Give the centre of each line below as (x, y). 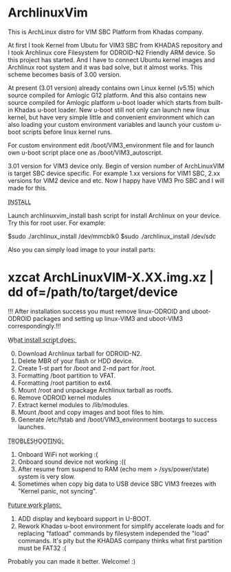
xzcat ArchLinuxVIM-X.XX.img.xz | (111, 278)
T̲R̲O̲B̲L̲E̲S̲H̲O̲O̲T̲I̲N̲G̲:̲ (36, 440)
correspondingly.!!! (34, 326)
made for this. (27, 188)
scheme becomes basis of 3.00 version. (65, 75)
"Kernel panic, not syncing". (57, 491)
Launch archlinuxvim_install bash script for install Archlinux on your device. (114, 215)
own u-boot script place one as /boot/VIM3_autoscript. (86, 152)
